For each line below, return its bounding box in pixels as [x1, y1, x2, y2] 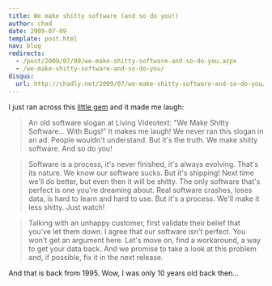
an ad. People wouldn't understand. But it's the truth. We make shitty [28, 134, 258, 144]
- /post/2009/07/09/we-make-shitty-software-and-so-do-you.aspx [15, 58, 237, 66]
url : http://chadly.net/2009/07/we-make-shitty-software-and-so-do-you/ [15, 79, 266, 88]
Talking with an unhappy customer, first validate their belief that [28, 218, 241, 228]
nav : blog [8, 42, 42, 50]
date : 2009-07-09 [8, 27, 67, 35]
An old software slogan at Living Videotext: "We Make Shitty [28, 117, 229, 127]
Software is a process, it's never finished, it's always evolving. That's [28, 159, 259, 169]
